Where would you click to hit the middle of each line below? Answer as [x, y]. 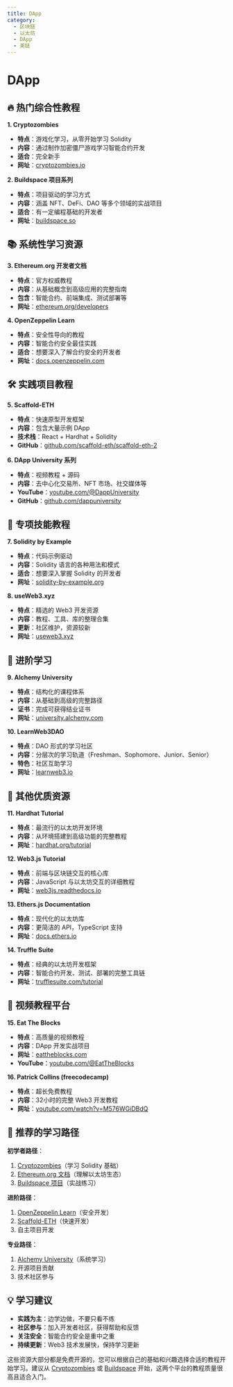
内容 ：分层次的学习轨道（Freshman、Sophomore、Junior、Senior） [115, 755]
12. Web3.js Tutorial [36, 859]
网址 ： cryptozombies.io [51, 165]
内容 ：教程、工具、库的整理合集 [63, 619]
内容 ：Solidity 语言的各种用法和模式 [68, 565]
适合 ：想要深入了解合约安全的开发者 [69, 352]
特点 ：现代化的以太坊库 [51, 919]
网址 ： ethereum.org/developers [63, 306]
